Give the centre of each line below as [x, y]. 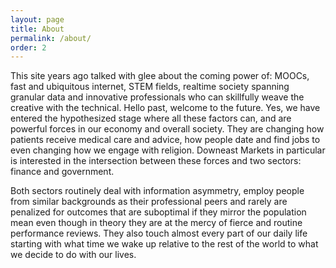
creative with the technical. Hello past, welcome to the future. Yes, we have [165, 108]
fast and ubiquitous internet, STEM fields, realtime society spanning [150, 87]
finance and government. [62, 172]
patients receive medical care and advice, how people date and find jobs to [165, 140]
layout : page [37, 19]
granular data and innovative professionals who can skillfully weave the [157, 97]
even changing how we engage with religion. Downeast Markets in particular [168, 150]
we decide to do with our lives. [73, 255]
